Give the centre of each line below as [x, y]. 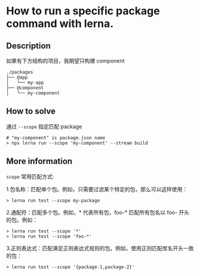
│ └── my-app [25, 82]
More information [39, 162]
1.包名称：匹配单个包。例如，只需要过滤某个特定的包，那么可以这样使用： [97, 189]
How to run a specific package [83, 11]
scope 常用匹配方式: [30, 176]
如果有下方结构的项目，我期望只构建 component [65, 61]
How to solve [31, 111]
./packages [20, 72]
